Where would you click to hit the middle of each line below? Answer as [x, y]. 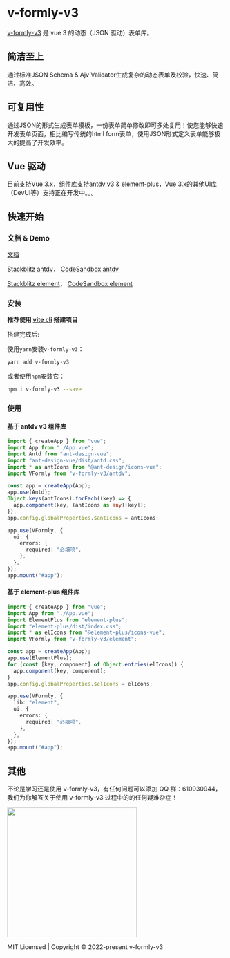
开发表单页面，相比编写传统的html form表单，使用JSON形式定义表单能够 [111, 133]
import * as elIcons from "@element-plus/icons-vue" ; [86, 633]
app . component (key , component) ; [60, 671]
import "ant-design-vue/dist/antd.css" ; [66, 460]
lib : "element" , [37, 703]
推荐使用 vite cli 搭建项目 [42, 320]
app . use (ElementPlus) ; [40, 658]
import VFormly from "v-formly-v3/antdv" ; [69, 473]
